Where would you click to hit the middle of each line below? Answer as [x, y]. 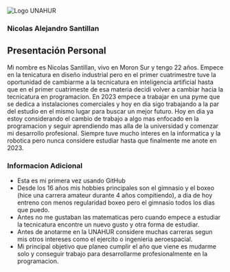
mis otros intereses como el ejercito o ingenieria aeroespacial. [105, 239]
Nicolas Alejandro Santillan [53, 28]
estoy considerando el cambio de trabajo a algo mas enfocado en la [103, 118]
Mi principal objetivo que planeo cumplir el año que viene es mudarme [116, 247]
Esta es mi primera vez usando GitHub [71, 181]
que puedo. [33, 210]
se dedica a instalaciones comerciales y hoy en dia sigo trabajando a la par [113, 104]
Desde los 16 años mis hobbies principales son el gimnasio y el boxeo [116, 188]
